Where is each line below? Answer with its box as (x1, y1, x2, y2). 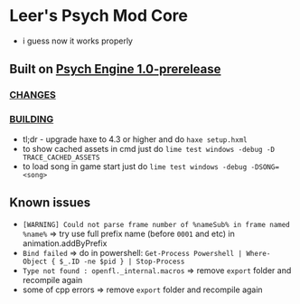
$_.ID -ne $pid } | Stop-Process (59, 257, 185, 267)
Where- (246, 250, 271, 259)
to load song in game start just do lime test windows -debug (22, 160, 248, 172)
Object (22, 257, 48, 267)
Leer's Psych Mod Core (9, 5, 188, 26)
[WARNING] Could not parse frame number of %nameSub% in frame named (22, 221, 291, 230)
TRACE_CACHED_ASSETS (22, 153, 100, 162)
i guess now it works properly (22, 35, 134, 46)
